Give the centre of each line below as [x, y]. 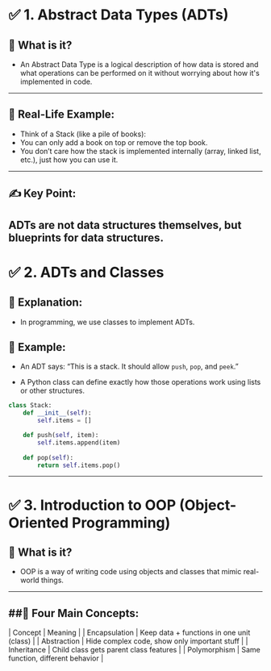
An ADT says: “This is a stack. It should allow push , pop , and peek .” [129, 367]
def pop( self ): [48, 457]
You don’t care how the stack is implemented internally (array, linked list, [140, 151]
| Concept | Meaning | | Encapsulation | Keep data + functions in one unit [129, 633]
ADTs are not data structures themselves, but [125, 225]
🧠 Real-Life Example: [62, 115]
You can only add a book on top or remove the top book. [114, 142]
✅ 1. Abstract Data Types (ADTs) [119, 15]
